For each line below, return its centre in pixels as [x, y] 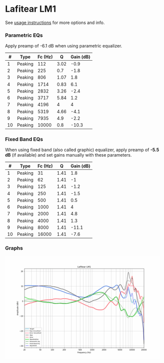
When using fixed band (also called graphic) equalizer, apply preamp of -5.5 [82, 150]
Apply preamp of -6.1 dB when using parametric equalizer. [64, 46]
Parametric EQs [24, 35]
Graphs [14, 248]
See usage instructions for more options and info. [55, 23]
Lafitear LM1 [31, 9]
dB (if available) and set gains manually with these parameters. [69, 155]
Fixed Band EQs [24, 139]
